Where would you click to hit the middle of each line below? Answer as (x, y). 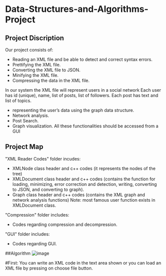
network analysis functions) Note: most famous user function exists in (84, 200)
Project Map (24, 147)
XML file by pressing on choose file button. (49, 268)
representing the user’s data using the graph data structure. (73, 110)
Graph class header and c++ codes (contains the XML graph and (79, 195)
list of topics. (18, 101)
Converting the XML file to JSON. (46, 70)
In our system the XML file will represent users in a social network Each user (83, 90)
